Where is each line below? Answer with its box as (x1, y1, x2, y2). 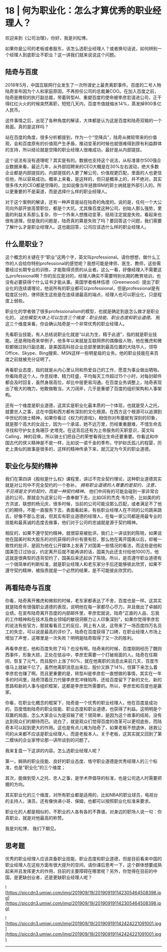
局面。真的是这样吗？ (5, 124, 49, 130)
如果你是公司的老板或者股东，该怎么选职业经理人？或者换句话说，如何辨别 (5, 45, 158, 51)
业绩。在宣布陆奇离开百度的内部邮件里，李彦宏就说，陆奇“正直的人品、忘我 (5, 610, 160, 616)
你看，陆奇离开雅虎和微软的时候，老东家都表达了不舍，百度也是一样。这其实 (5, 598, 162, 604)
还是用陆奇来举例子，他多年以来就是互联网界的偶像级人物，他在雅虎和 (13, 337, 158, 343)
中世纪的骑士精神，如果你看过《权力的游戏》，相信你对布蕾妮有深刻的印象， (5, 414, 160, 420)
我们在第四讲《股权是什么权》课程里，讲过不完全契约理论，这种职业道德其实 (5, 476, 162, 482)
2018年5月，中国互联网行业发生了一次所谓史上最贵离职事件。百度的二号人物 (5, 82, 162, 88)
